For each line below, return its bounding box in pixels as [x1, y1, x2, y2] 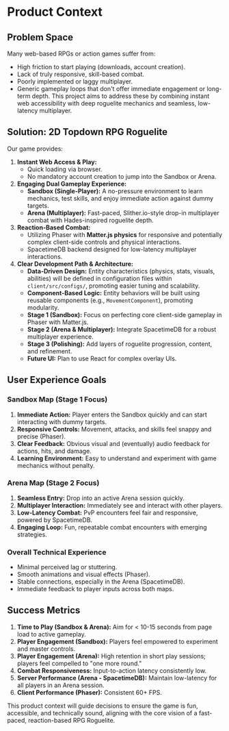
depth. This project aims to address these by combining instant [31, 92, 210, 100]
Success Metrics [7, 604, 81, 617]
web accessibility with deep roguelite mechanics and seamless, [16, 99, 197, 107]
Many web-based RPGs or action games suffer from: [7, 49, 156, 58]
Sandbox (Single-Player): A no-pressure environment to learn [27, 186, 203, 195]
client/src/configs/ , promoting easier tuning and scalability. [27, 282, 200, 290]
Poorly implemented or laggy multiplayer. [16, 77, 133, 86]
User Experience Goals [7, 374, 107, 386]
